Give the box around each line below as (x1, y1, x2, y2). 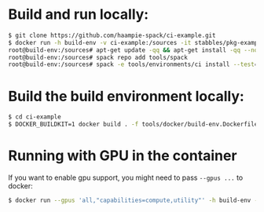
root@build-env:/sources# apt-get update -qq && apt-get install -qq (8, 46, 241, 54)
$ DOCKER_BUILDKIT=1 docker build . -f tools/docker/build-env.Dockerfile (8, 120, 258, 129)
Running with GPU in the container (8, 147, 237, 165)
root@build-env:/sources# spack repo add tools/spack (8, 53, 189, 61)
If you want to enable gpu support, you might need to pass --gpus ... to (8, 173, 244, 182)
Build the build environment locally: (8, 87, 245, 105)
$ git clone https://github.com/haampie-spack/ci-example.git (8, 31, 216, 39)
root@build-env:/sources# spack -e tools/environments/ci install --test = (8, 60, 258, 68)
